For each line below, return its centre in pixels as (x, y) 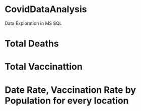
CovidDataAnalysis (46, 9)
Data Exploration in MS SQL (33, 23)
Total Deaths (32, 44)
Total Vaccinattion (44, 67)
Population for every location (67, 101)
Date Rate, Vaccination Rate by (70, 90)
